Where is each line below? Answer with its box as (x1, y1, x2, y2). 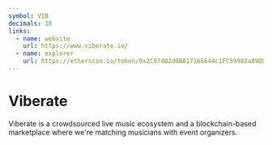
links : (8, 27, 31, 35)
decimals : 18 (8, 19, 53, 28)
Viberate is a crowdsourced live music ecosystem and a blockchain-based (8, 118, 257, 128)
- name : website (15, 34, 70, 43)
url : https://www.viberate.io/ (23, 42, 129, 50)
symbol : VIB (8, 11, 49, 20)
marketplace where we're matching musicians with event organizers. (8, 127, 238, 137)
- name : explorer (15, 49, 74, 58)
